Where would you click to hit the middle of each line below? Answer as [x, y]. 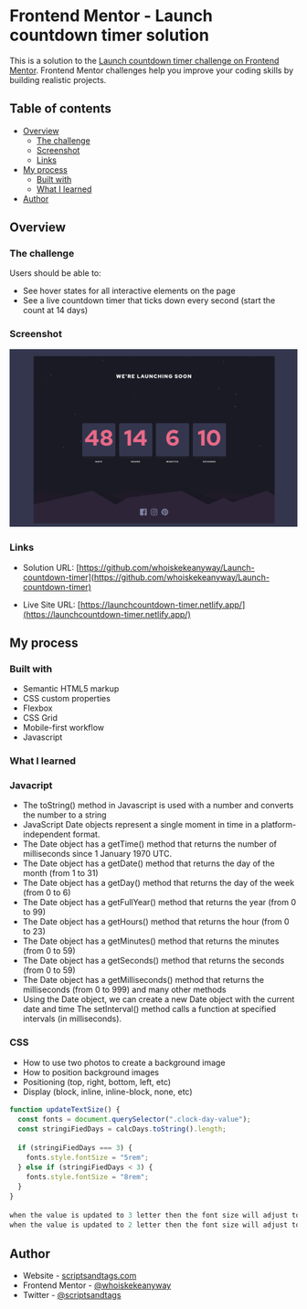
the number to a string [64, 815]
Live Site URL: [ [52, 605]
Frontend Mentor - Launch [111, 16]
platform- [279, 825]
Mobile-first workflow [64, 728]
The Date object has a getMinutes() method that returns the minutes [151, 941]
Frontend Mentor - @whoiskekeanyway [97, 1285]
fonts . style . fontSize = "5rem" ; [87, 1158]
